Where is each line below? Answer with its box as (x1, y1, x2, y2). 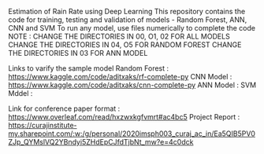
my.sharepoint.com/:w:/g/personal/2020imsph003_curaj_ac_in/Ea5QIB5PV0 (8, 129, 256, 138)
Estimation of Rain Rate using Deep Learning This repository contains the (8, 7, 246, 16)
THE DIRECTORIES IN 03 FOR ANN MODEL (8, 49, 148, 57)
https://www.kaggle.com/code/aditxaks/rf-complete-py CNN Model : (8, 72, 232, 81)
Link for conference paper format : (8, 104, 121, 113)
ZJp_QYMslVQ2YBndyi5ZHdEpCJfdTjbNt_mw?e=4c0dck (8, 137, 194, 146)
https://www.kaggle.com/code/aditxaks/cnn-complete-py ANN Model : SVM (8, 80, 257, 90)
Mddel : (8, 89, 33, 97)
